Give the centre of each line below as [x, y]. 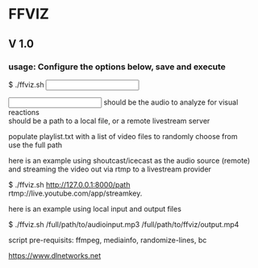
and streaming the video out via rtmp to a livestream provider [110, 169]
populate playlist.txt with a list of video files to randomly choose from [123, 136]
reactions [24, 112]
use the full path [35, 145]
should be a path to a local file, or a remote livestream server [109, 121]
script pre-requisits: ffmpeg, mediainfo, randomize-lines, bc [108, 240]
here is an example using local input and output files [95, 208]
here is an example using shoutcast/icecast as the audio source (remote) [129, 160]
